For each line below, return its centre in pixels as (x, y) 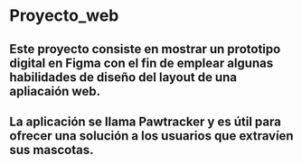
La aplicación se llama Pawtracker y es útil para (146, 121)
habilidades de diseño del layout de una (123, 77)
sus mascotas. (52, 150)
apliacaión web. (55, 91)
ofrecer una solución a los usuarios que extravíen (151, 136)
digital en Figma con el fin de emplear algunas (142, 63)
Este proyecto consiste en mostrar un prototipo (145, 49)
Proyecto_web (64, 16)
